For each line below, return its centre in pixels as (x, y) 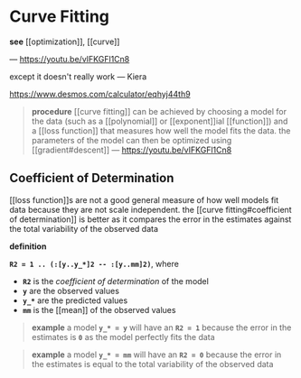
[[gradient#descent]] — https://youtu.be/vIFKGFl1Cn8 (132, 150)
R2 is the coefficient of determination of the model (116, 281)
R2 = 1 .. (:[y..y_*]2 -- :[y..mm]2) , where (94, 263)
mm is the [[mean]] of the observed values (99, 309)
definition (28, 246)
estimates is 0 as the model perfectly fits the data (123, 337)
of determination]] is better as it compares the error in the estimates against (150, 219)
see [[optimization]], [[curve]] (65, 41)
